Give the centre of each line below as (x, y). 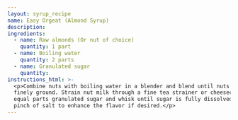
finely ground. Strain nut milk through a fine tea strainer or (110, 92)
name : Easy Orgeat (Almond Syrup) (58, 20)
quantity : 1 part (46, 47)
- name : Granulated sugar (52, 66)
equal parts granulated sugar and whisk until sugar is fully (107, 100)
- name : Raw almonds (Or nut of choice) (74, 40)
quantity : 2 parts (47, 60)
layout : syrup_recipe (39, 14)
